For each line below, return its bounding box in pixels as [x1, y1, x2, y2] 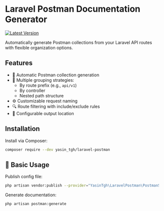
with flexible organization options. [5, 45, 73, 50]
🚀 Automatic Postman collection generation [12, 72, 100, 78]
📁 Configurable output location [12, 110, 74, 116]
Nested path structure [19, 93, 64, 98]
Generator [5, 14, 47, 25]
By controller [19, 87, 45, 94]
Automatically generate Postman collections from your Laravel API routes [5, 39, 152, 45]
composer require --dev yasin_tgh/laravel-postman [5, 147, 110, 152]
